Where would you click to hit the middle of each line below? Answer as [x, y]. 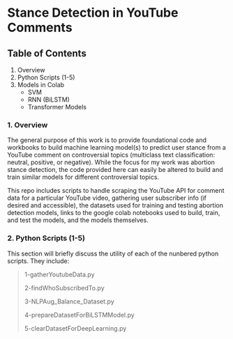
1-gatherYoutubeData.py [60, 274]
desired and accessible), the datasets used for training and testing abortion [115, 205]
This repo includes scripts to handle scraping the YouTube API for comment [116, 191]
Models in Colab [41, 85]
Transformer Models [57, 107]
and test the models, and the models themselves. [78, 220]
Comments [40, 27]
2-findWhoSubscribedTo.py [64, 287]
